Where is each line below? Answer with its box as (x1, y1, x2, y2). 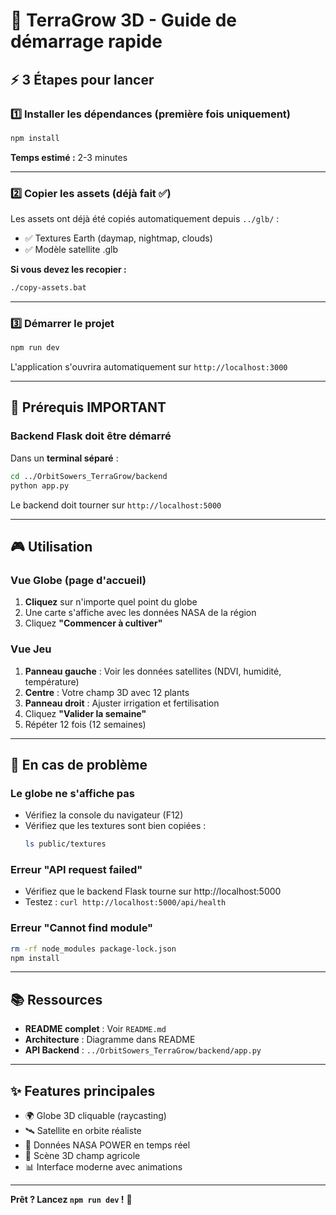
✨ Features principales (10, 1082, 156, 1099)
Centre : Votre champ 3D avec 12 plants (24, 686, 190, 698)
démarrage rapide (10, 30, 163, 53)
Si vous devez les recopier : (10, 264, 127, 276)
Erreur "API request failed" (10, 863, 143, 876)
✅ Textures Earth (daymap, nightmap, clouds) (24, 232, 213, 244)
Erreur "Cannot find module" (10, 921, 154, 935)
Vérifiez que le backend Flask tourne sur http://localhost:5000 (24, 885, 282, 898)
